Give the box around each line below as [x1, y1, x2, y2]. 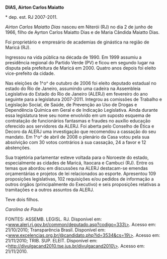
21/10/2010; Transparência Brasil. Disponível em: [5, 227, 106, 233]
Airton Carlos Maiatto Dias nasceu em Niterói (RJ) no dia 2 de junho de [5, 24, 153, 30]
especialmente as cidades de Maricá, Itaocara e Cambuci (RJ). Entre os [5, 160, 154, 166]
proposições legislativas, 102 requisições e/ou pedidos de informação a [5, 176, 154, 182]
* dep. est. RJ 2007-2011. [5, 14, 58, 20]
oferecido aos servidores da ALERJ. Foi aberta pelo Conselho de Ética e [5, 123, 154, 129]
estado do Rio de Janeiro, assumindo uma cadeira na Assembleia [5, 85, 141, 92]
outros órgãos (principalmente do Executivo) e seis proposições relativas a [5, 182, 160, 187]
